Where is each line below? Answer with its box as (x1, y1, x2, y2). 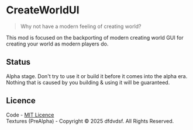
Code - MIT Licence (6, 111, 54, 118)
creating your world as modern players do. (6, 40, 109, 47)
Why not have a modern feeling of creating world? (20, 23, 142, 30)
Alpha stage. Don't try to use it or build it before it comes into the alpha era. (6, 72, 188, 79)
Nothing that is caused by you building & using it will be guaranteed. (6, 79, 170, 86)
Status (6, 57, 31, 67)
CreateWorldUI (6, 3, 80, 17)
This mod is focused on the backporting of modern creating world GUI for (6, 34, 184, 41)
